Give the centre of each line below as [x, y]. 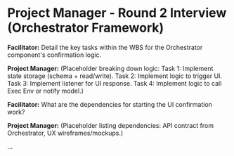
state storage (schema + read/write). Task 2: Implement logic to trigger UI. [115, 76]
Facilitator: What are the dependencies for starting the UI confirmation [110, 104]
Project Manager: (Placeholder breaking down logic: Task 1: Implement [110, 68]
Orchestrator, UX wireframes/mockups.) [65, 133]
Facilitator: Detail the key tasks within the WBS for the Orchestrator [105, 47]
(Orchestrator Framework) [86, 28]
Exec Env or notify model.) [46, 91]
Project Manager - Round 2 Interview [117, 13]
